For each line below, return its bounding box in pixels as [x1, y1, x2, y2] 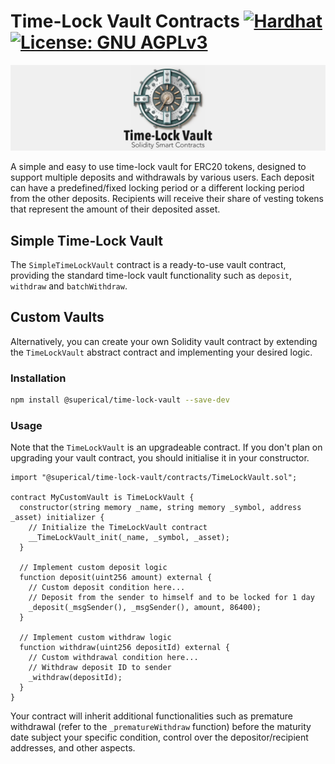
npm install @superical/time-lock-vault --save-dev [10, 395, 230, 405]
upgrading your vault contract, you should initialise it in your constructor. [10, 452, 310, 464]
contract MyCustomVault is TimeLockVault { [10, 493, 195, 503]
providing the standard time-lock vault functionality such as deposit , [10, 270, 293, 282]
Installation [10, 371, 67, 385]
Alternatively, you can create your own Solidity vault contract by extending [10, 335, 318, 347]
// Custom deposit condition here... [28, 583, 186, 593]
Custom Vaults [10, 309, 105, 326]
